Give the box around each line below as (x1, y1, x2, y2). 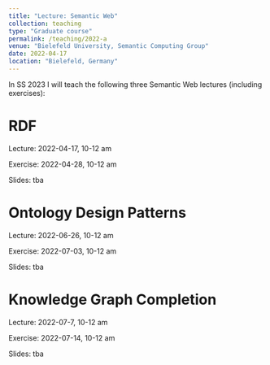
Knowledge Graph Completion (8, 290, 217, 309)
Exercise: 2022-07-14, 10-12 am (8, 332, 115, 342)
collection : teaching (8, 20, 82, 28)
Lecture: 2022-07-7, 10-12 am (8, 317, 108, 327)
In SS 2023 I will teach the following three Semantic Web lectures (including (8, 79, 263, 89)
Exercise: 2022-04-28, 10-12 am (8, 159, 117, 169)
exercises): (8, 88, 46, 98)
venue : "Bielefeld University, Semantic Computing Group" (8, 42, 209, 50)
